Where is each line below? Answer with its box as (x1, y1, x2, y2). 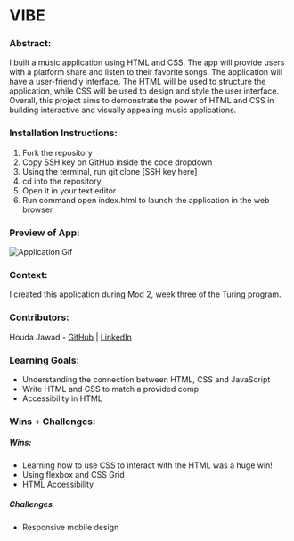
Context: (9, 269, 48, 281)
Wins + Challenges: (9, 415, 96, 428)
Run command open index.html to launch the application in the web (21, 194, 270, 205)
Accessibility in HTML (21, 393, 102, 404)
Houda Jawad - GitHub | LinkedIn (9, 332, 132, 342)
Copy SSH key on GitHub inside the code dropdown (21, 157, 213, 168)
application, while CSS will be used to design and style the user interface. (9, 86, 279, 96)
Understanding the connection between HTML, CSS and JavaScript (21, 373, 271, 384)
